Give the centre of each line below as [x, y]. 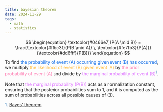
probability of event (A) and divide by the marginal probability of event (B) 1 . [82, 73]
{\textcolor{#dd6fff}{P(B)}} [64, 53]
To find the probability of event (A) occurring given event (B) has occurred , [82, 62]
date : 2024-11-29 [23, 14]
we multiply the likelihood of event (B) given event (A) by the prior [72, 68]
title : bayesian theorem [31, 10]
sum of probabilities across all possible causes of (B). [60, 95]
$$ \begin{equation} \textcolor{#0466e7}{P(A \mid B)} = [83, 42]
